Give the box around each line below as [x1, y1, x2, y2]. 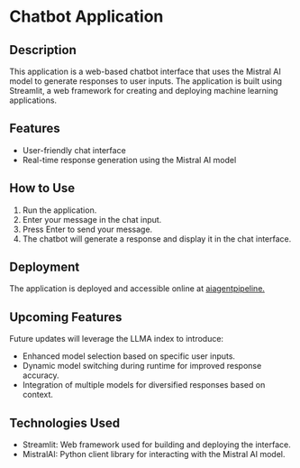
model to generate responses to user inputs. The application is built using [9, 76, 282, 87]
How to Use [9, 180, 76, 196]
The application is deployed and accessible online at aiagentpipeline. [9, 283, 266, 294]
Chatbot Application [9, 6, 164, 27]
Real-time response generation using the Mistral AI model [22, 154, 237, 165]
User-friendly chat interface [22, 144, 126, 155]
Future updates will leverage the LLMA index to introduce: [9, 334, 223, 344]
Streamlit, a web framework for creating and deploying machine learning [9, 86, 278, 96]
